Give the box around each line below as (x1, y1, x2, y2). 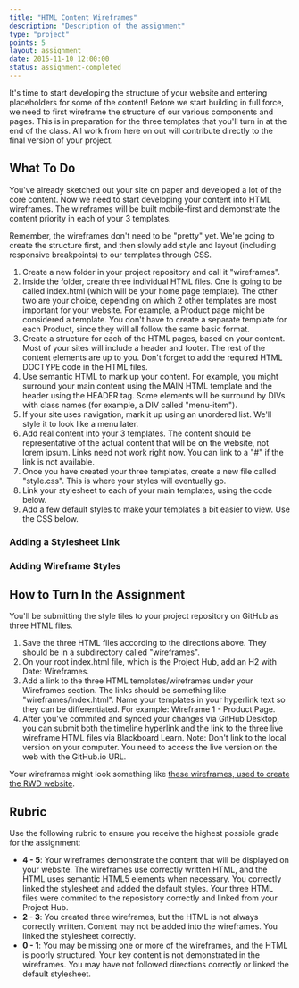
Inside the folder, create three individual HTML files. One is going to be (21, 276, 283, 287)
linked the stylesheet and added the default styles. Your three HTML (21, 883, 274, 894)
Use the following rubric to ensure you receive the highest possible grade (9, 828, 279, 839)
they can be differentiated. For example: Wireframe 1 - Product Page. (21, 704, 276, 715)
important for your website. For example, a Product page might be (21, 305, 265, 315)
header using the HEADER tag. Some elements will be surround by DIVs (21, 389, 286, 400)
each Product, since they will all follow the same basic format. (21, 323, 250, 334)
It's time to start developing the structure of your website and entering (9, 87, 268, 98)
